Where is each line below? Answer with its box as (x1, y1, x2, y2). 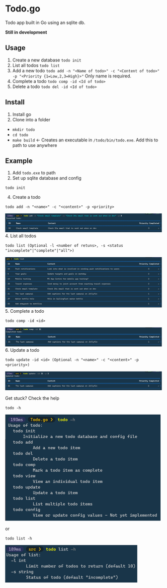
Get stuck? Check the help (5, 395, 60, 401)
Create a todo (12, 194, 41, 200)
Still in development (5, 29, 47, 35)
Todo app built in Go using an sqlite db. (5, 19, 85, 25)
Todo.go (5, 3, 41, 14)
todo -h (5, 406, 21, 411)
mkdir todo (12, 127, 35, 132)
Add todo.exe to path (12, 170, 56, 176)
